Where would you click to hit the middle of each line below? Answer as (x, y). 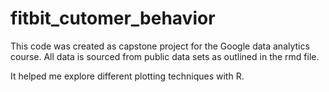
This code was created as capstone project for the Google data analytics (160, 46)
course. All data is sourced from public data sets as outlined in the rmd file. (165, 56)
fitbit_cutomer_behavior (113, 18)
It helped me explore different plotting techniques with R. (127, 76)
